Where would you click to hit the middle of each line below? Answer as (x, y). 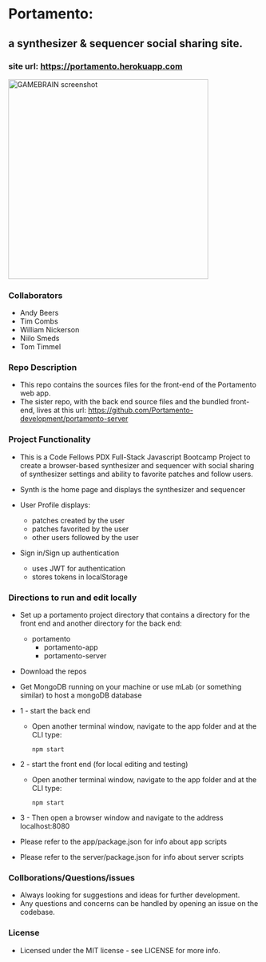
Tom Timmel (40, 347)
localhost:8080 (45, 826)
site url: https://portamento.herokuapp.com (95, 66)
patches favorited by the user (80, 529)
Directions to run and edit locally (73, 598)
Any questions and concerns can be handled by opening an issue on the (139, 904)
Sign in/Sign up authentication (69, 553)
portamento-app (71, 647)
